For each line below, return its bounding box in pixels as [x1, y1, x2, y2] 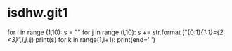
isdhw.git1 [7, 5, 68, 21]
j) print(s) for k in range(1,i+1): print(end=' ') [30, 35, 156, 43]
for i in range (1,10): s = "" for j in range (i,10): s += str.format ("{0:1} [7, 28, 202, 36]
